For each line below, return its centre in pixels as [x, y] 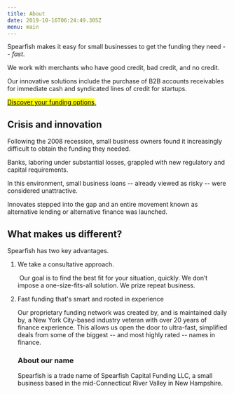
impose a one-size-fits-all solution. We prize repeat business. [106, 285]
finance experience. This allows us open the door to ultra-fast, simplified [122, 327]
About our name [46, 360]
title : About [26, 14]
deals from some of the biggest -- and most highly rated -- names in [116, 335]
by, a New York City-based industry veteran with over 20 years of [112, 320]
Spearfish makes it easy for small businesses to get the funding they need [114, 47]
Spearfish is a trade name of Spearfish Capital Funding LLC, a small [115, 376]
